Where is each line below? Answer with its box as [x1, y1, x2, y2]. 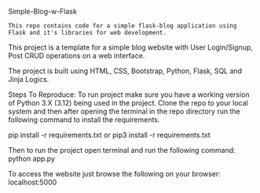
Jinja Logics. [8, 75, 49, 84]
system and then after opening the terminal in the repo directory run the [8, 106, 241, 116]
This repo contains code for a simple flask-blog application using [8, 22, 237, 30]
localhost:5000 [8, 177, 57, 187]
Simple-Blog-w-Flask [8, 7, 77, 16]
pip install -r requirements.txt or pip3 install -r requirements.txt [8, 130, 211, 139]
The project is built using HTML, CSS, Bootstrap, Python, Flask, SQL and [8, 66, 242, 76]
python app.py [8, 154, 56, 163]
